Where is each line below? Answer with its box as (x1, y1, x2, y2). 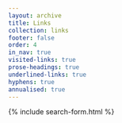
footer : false (8, 33, 55, 42)
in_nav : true (8, 48, 51, 56)
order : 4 (8, 41, 37, 49)
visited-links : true (8, 56, 77, 64)
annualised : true (8, 85, 66, 94)
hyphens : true (8, 78, 55, 86)
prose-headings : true (8, 63, 80, 71)
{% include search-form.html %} (8, 107, 115, 117)
